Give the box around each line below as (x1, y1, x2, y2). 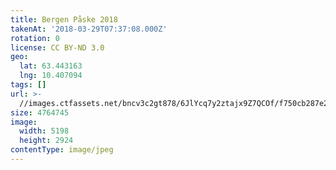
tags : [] (10, 80, 47, 90)
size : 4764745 (10, 107, 70, 118)
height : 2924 (19, 136, 74, 146)
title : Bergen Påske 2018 (10, 14, 118, 25)
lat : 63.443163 (19, 61, 83, 71)
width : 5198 (19, 126, 70, 136)
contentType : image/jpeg (10, 145, 114, 155)
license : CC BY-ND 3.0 (10, 42, 105, 53)
